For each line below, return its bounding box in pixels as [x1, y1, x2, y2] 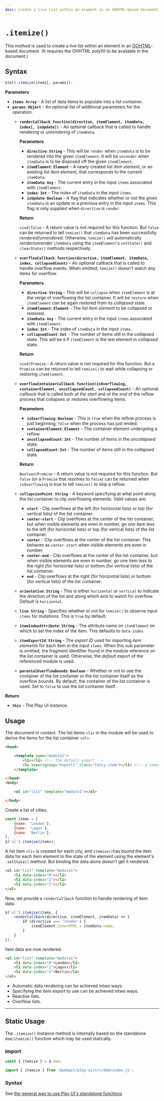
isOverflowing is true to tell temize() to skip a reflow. [19, 482, 126, 487]
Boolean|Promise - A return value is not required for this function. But [19, 471, 158, 477]
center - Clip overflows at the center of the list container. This [26, 537, 151, 543]
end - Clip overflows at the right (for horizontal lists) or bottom [26, 573, 151, 579]
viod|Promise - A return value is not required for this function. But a [19, 361, 155, 367]
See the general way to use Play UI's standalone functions [5, 1091, 123, 1097]
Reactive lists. [12, 994, 41, 999]
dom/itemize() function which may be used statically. [5, 1035, 112, 1041]
